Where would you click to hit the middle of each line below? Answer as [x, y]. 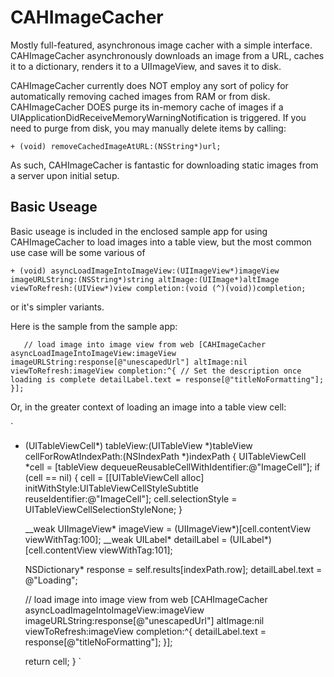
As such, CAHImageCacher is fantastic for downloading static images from [164, 165]
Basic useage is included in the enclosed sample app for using [139, 231]
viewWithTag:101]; [136, 550]
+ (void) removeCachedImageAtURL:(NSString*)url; [116, 146]
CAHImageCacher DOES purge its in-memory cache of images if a [147, 107]
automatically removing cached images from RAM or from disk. [140, 96]
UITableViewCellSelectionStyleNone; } [103, 509]
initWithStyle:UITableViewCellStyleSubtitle [112, 488]
